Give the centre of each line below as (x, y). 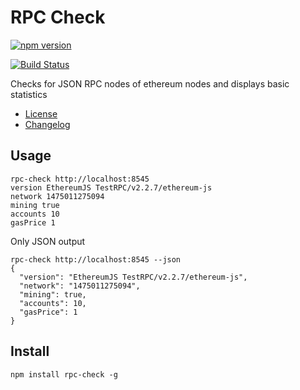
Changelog (47, 124)
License (41, 113)
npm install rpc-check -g (64, 374)
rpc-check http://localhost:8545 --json (96, 259)
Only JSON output (48, 241)
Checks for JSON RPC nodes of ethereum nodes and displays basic (150, 83)
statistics (29, 94)
